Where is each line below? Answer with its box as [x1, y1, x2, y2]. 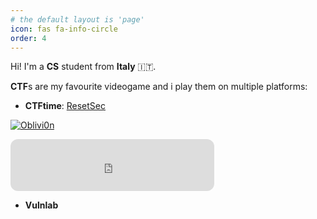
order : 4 [10, 33, 47, 43]
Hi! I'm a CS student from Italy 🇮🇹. [10, 61, 157, 73]
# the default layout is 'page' [10, 14, 145, 25]
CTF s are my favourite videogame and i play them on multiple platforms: [10, 81, 308, 93]
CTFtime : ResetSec [24, 100, 106, 112]
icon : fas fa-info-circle [10, 24, 118, 34]
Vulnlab [24, 199, 59, 211]
